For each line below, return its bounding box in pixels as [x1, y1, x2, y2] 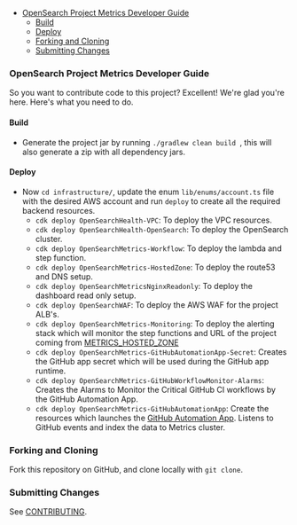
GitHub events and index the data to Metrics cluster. [35, 421, 226, 433]
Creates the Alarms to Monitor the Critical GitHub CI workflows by [35, 384, 277, 395]
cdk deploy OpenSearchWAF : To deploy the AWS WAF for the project [35, 299, 279, 310]
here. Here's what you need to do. [9, 97, 134, 107]
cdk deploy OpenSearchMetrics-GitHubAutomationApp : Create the [35, 403, 270, 413]
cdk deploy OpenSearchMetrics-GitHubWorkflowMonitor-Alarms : [35, 374, 264, 385]
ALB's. [35, 309, 59, 319]
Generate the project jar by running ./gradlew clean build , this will [21, 137, 272, 147]
